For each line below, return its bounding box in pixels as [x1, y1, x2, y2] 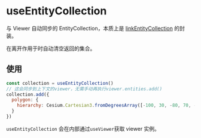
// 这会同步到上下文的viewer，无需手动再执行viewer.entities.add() [6, 85, 163, 92]
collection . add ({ [6, 91, 50, 97]
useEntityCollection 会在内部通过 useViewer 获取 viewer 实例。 [6, 125, 160, 132]
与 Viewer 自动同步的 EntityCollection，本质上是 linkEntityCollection [6, 24, 173, 32]
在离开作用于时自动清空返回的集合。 [6, 45, 96, 52]
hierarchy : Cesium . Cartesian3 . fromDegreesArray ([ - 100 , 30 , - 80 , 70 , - [17, 103, 197, 109]
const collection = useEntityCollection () [6, 80, 114, 86]
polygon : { [11, 97, 39, 103]
